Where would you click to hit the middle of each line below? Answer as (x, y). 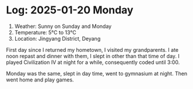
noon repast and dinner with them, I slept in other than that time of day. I (93, 56)
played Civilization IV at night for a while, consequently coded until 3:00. (93, 62)
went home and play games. (40, 80)
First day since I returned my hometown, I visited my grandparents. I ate (92, 49)
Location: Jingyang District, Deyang (57, 38)
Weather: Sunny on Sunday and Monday (63, 26)
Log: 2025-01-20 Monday (70, 10)
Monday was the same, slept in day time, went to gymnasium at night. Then (97, 73)
